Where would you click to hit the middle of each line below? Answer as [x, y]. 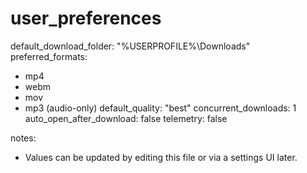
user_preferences [86, 18]
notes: [23, 138]
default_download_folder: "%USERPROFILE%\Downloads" [130, 46]
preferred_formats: [49, 56]
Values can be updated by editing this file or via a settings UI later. [161, 157]
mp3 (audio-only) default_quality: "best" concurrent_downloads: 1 [160, 108]
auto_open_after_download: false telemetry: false [126, 118]
